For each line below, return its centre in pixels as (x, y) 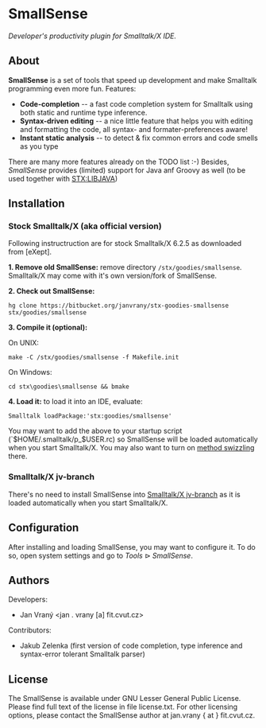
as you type (39, 146)
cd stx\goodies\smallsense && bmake (69, 387)
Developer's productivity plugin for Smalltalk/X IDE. (93, 36)
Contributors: (30, 630)
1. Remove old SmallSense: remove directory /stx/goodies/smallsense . (125, 267)
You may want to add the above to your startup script (95, 431)
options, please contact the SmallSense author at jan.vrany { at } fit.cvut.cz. (132, 715)
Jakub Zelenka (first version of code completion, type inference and (131, 646)
